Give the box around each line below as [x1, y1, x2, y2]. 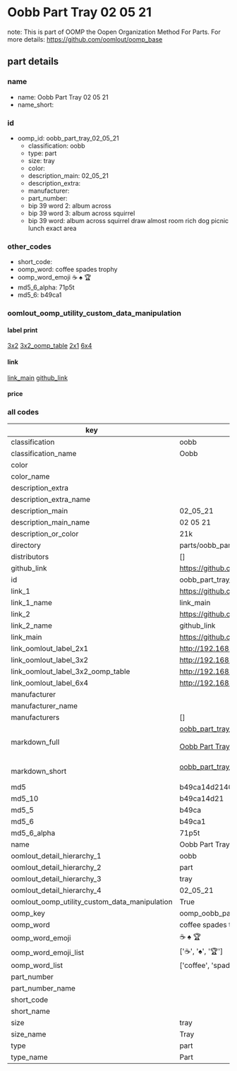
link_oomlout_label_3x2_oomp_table [11, 666, 130, 676]
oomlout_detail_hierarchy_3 [11, 874, 102, 884]
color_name [11, 472, 50, 481]
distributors [11, 552, 49, 562]
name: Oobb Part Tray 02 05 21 [17, 92, 109, 101]
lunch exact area [28, 224, 77, 232]
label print [7, 325, 38, 334]
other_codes [7, 241, 51, 251]
